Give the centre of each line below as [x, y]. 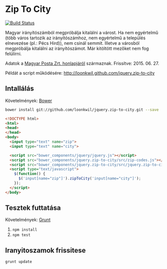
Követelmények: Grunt [28, 220]
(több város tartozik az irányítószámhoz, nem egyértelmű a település [75, 38]
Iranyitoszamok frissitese [45, 250]
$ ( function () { [30, 174]
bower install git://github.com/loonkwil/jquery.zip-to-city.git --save [82, 110]
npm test [21, 235]
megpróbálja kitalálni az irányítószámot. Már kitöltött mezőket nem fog [77, 48]
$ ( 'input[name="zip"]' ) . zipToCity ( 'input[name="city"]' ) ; [80, 179]
